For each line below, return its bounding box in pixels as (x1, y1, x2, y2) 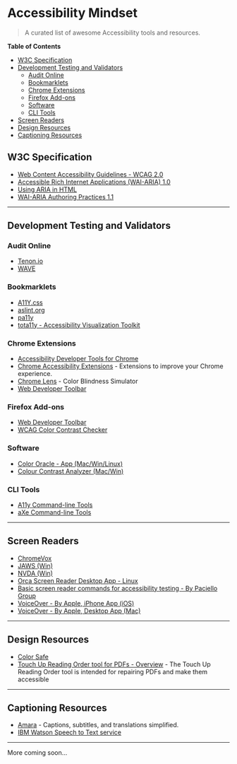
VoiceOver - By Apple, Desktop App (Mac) (17, 606, 141, 615)
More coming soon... (7, 748, 68, 757)
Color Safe (17, 652, 49, 661)
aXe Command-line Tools (17, 507, 92, 517)
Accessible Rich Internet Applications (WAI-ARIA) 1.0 (17, 177, 171, 186)
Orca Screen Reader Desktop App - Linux (17, 576, 139, 584)
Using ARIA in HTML (17, 185, 78, 194)
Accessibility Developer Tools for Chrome (17, 355, 139, 363)
